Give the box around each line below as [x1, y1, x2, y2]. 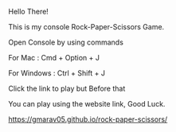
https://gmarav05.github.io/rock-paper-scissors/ [8, 115, 168, 124]
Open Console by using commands [8, 37, 123, 47]
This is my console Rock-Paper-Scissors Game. [8, 22, 165, 31]
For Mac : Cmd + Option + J [8, 53, 100, 62]
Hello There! [8, 7, 49, 16]
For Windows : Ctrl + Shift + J [8, 68, 106, 78]
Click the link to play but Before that [8, 83, 126, 93]
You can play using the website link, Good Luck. [8, 99, 166, 108]
